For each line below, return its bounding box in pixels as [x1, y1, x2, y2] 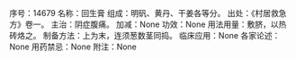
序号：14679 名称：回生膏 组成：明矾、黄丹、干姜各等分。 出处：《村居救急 [9, 8, 287, 18]
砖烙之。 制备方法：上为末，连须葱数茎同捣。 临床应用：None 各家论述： [9, 30, 281, 40]
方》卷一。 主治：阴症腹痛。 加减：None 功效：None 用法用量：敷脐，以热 [9, 19, 287, 30]
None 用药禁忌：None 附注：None [9, 41, 138, 52]
